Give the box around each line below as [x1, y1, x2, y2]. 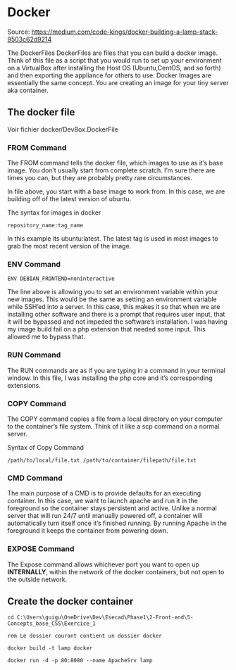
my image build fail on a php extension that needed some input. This [7, 325, 206, 334]
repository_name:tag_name [7, 222, 83, 229]
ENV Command [7, 259, 61, 269]
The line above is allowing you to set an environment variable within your [7, 288, 218, 296]
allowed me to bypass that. [7, 332, 86, 341]
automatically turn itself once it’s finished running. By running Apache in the [7, 519, 228, 528]
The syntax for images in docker [7, 208, 101, 217]
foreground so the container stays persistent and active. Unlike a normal [7, 504, 217, 512]
